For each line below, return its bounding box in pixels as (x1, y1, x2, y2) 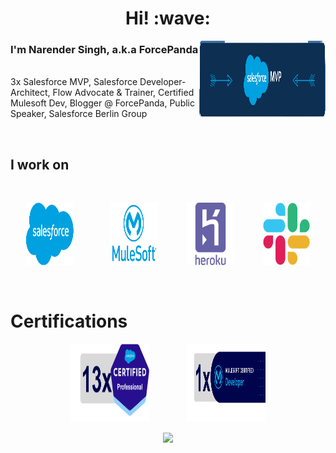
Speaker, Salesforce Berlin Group (10, 108, 148, 120)
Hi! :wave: (125, 7, 211, 30)
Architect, (10, 87, 51, 99)
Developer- (139, 76, 187, 88)
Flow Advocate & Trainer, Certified (52, 87, 195, 99)
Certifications (10, 310, 128, 333)
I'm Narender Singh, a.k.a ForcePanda (10, 43, 199, 57)
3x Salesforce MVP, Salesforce (10, 76, 138, 88)
